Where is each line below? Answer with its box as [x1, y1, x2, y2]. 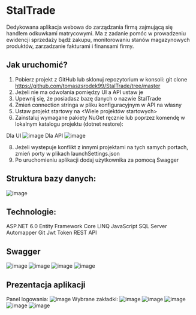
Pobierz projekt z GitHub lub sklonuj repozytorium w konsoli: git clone [14, 75, 188, 83]
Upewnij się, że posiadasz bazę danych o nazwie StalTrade [14, 95, 162, 102]
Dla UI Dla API [6, 132, 64, 139]
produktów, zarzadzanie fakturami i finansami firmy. [6, 43, 134, 50]
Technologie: [6, 207, 57, 217]
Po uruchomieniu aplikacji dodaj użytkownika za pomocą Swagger [14, 156, 179, 163]
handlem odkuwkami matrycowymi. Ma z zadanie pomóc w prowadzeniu [6, 29, 186, 37]
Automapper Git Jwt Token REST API [6, 229, 97, 237]
